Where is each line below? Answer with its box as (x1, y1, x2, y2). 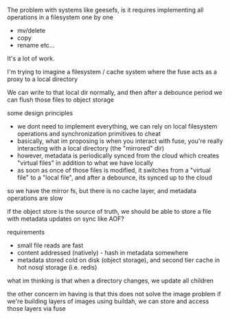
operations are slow (7, 194, 63, 202)
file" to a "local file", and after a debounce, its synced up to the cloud (16, 173, 213, 181)
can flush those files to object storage (7, 96, 115, 104)
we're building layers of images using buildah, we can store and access (7, 297, 209, 305)
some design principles (7, 109, 73, 117)
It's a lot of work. (7, 54, 55, 63)
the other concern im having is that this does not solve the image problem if (7, 290, 221, 298)
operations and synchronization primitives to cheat (16, 130, 161, 137)
